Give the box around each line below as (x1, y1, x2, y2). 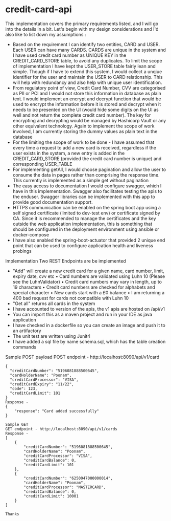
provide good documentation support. (12, 199, 93, 205)
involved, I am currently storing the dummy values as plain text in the (12, 128, 158, 134)
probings (12, 248, 32, 254)
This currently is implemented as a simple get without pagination (12, 177, 149, 183)
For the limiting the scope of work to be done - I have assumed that (12, 139, 155, 145)
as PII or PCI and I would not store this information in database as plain (12, 90, 162, 96)
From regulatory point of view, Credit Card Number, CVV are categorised (12, 84, 166, 91)
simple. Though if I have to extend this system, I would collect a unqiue (12, 68, 162, 75)
